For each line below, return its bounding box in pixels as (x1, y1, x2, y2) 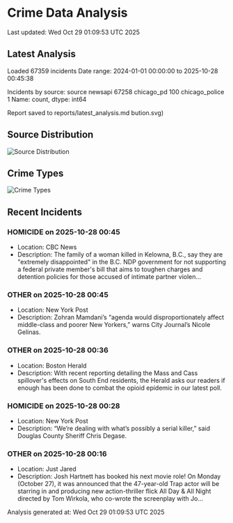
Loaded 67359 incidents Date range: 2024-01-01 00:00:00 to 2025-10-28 (7, 66, 218, 75)
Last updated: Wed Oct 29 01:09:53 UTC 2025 (7, 28, 140, 36)
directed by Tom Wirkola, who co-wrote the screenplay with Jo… (17, 494, 204, 503)
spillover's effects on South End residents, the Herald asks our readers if (17, 376, 225, 384)
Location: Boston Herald (17, 361, 87, 370)
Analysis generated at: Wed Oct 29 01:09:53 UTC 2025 (7, 508, 165, 517)
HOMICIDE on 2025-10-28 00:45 (7, 227, 120, 236)
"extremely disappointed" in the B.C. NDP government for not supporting (17, 258, 226, 266)
